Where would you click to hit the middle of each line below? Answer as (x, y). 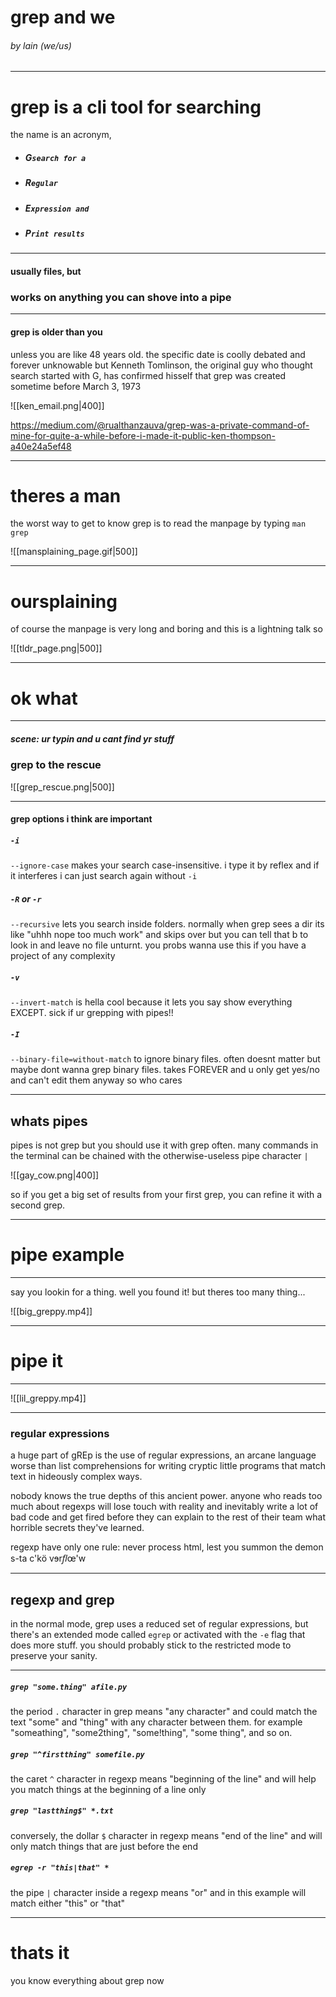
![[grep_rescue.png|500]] (62, 787)
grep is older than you (56, 332)
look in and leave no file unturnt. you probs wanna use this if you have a (158, 945)
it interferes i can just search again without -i (104, 876)
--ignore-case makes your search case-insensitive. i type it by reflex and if (165, 865)
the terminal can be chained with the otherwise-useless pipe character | (159, 1155)
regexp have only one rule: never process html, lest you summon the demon (167, 1547)
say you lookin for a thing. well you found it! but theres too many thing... (158, 1292)
